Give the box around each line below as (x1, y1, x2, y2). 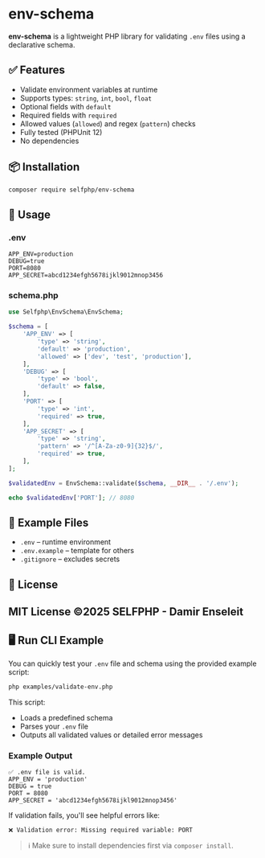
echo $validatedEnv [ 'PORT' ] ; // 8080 (8, 494, 135, 502)
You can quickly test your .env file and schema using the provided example (8, 659, 257, 668)
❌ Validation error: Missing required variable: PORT (8, 826, 193, 835)
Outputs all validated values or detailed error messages (19, 729, 203, 740)
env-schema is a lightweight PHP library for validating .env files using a (8, 31, 247, 41)
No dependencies (19, 136, 79, 146)
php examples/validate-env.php (8, 683, 113, 691)
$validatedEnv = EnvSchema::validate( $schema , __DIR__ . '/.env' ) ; (8, 479, 239, 487)
